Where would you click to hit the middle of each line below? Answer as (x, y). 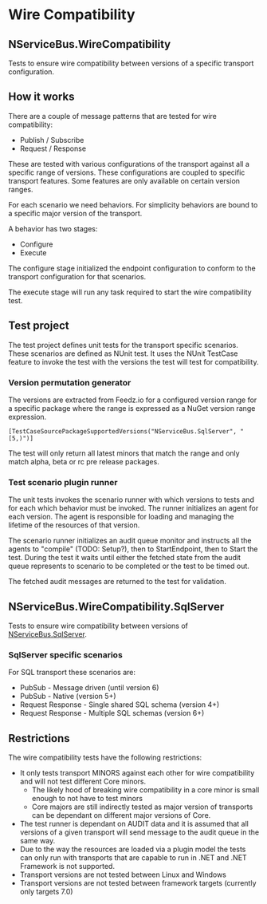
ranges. (21, 189)
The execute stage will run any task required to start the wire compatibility (130, 292)
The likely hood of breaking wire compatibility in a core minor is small (145, 790)
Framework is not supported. (67, 866)
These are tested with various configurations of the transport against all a (129, 164)
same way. (37, 841)
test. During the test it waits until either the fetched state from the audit (125, 558)
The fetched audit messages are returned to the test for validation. (118, 582)
